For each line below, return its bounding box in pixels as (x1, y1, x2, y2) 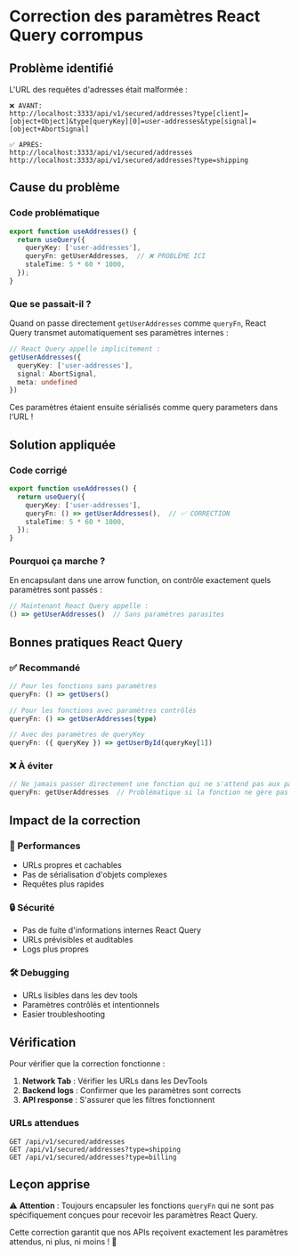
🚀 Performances (9, 839, 81, 852)
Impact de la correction (9, 813, 141, 828)
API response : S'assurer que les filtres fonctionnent (21, 1095, 215, 1106)
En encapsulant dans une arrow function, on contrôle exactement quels (9, 575, 271, 586)
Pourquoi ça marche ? (9, 555, 106, 567)
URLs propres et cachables (21, 859, 122, 870)
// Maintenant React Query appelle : (9, 602, 149, 611)
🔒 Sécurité (9, 901, 55, 913)
